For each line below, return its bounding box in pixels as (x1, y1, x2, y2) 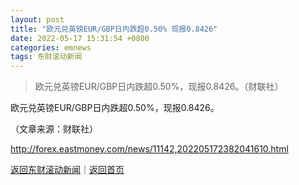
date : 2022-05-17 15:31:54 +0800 (10, 33, 150, 43)
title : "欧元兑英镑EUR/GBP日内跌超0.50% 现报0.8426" (10, 24, 218, 34)
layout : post (10, 14, 65, 25)
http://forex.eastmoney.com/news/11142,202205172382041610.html (10, 143, 289, 155)
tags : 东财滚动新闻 (10, 52, 83, 62)
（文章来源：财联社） (10, 123, 98, 135)
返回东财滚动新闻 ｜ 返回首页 (10, 164, 125, 176)
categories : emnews (10, 42, 92, 53)
